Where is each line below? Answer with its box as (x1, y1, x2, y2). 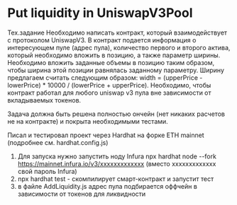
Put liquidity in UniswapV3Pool (7, 5, 193, 21)
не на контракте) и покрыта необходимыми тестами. (7, 117, 168, 125)
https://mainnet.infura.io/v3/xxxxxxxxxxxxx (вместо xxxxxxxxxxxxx (17, 159, 216, 168)
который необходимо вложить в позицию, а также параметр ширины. (7, 51, 221, 59)
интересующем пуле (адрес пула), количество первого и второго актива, (7, 43, 231, 52)
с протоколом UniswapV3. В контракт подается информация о (7, 35, 197, 44)
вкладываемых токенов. (7, 95, 82, 104)
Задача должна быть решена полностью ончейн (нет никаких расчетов (7, 110, 226, 118)
